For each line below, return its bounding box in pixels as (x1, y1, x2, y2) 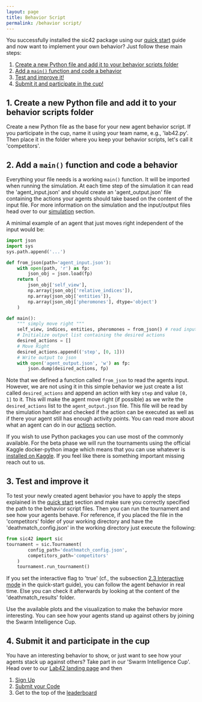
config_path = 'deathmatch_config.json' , (28, 547, 128, 553)
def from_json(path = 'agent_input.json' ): (6, 260, 112, 266)
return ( (17, 277, 39, 283)
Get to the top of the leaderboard (14, 689, 97, 697)
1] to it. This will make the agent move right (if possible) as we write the (6, 396, 183, 403)
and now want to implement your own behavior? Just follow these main (6, 43, 183, 50)
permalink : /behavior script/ (6, 20, 82, 26)
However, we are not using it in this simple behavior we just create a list (6, 383, 183, 390)
